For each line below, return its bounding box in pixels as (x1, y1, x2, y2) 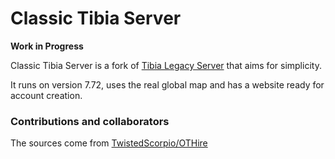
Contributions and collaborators (10, 114, 170, 128)
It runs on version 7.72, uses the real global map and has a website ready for (10, 78, 325, 91)
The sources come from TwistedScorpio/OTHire (10, 137, 208, 149)
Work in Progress (10, 40, 84, 52)
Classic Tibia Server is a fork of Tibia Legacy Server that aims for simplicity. (10, 59, 322, 71)
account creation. (10, 89, 83, 101)
